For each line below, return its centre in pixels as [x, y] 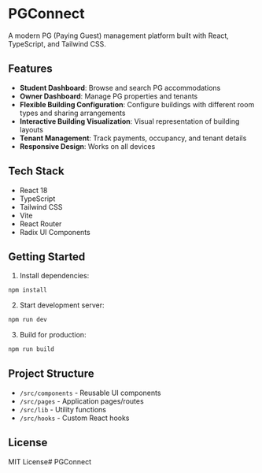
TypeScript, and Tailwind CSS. [57, 43]
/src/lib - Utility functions [63, 409]
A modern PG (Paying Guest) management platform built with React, [119, 35]
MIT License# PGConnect [50, 461]
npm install [28, 290]
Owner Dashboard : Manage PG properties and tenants [109, 96]
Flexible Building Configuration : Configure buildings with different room [137, 104]
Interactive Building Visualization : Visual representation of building [129, 121]
